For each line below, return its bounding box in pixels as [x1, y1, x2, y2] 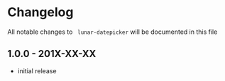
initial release [17, 66, 57, 75]
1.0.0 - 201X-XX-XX [7, 48, 97, 60]
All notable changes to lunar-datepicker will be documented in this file [7, 27, 218, 36]
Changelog [7, 4, 74, 20]
